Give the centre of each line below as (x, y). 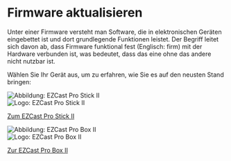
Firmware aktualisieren (75, 13)
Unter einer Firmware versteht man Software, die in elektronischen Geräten (114, 32)
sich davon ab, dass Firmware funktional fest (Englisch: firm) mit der (105, 46)
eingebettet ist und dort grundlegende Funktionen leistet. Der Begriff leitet (113, 39)
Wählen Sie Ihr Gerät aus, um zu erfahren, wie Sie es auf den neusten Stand (115, 75)
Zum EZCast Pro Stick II (41, 116)
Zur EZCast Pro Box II (37, 150)
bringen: (19, 82)
